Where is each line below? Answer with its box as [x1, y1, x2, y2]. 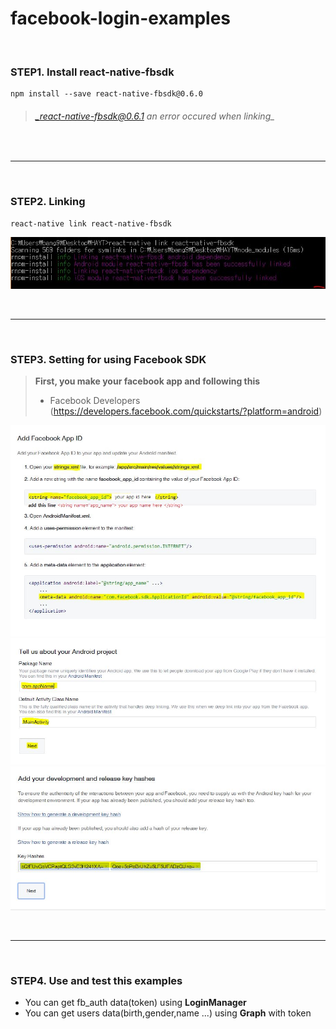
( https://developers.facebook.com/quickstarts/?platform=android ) [49, 405, 323, 417]
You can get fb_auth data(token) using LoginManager [24, 997, 247, 1009]
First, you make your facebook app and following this [34, 375, 261, 387]
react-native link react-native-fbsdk [10, 218, 172, 229]
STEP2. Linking [10, 195, 86, 209]
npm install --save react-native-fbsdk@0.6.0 [10, 89, 203, 99]
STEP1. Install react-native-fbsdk [10, 65, 175, 79]
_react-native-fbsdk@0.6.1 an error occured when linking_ [34, 110, 275, 122]
